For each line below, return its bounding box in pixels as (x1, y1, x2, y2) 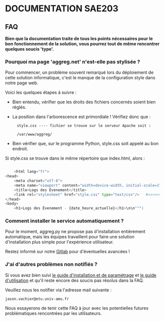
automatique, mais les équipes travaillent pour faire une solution (5, 234, 135, 240)
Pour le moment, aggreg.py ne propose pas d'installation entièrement (5, 228, 146, 234)
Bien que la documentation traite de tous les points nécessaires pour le (5, 35, 153, 41)
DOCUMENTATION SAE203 (5, 3, 119, 14)
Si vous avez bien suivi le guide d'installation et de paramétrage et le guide (5, 272, 157, 278)
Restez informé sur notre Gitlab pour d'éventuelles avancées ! (5, 249, 130, 255)
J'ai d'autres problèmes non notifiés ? (5, 261, 98, 268)
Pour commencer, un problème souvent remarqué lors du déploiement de (5, 69, 154, 75)
